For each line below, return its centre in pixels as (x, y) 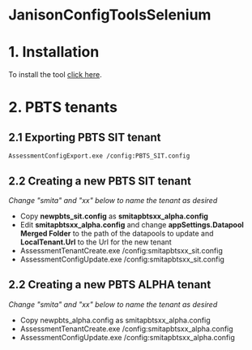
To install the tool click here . (56, 75)
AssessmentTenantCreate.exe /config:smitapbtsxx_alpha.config (126, 328)
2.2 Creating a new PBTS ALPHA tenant (110, 285)
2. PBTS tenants (63, 108)
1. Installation (54, 52)
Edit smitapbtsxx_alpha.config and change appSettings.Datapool (132, 224)
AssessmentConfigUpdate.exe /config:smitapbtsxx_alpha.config (127, 337)
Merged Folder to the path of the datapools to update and (117, 233)
